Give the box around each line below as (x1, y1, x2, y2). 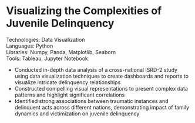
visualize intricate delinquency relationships (14, 78, 121, 86)
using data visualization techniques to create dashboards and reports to (14, 72, 189, 79)
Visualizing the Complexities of (6, 4, 162, 18)
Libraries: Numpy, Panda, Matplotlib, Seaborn (6, 48, 116, 55)
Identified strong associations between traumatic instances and (14, 97, 169, 104)
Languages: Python (6, 42, 53, 49)
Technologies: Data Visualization (6, 36, 85, 43)
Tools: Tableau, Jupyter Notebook (6, 55, 88, 62)
